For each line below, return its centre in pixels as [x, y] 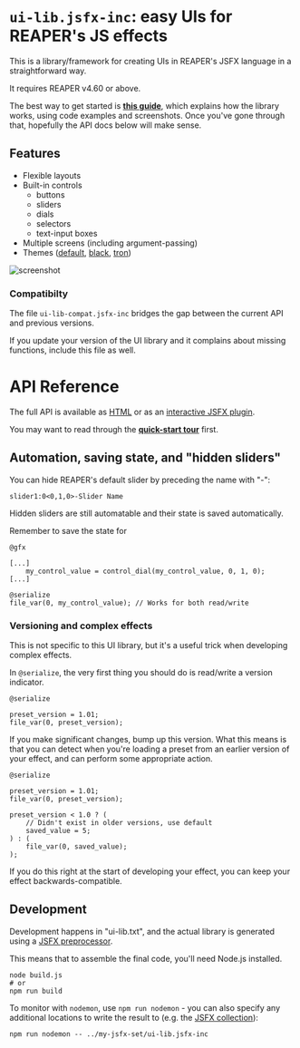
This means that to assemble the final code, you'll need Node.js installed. [146, 958]
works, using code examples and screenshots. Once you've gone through [147, 115]
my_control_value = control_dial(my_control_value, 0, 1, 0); [145, 571]
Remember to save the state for [68, 530]
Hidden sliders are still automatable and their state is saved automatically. [146, 513]
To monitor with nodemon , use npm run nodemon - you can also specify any [145, 1007]
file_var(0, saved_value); [77, 847]
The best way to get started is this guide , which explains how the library [144, 105]
